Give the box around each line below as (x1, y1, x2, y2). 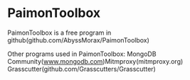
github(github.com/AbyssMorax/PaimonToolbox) (7, 35, 149, 44)
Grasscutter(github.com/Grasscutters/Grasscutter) (7, 64, 157, 73)
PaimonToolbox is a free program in (7, 28, 112, 37)
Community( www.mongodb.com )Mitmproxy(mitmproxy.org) (7, 57, 184, 65)
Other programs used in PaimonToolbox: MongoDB (7, 50, 157, 58)
